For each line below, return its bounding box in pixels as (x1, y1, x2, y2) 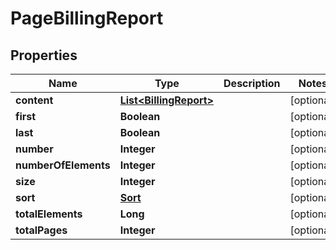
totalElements (15, 207, 83, 221)
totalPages (15, 223, 68, 237)
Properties (10, 47, 78, 64)
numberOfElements (15, 158, 111, 172)
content (15, 93, 54, 107)
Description (223, 77, 281, 90)
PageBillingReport (10, 7, 164, 30)
